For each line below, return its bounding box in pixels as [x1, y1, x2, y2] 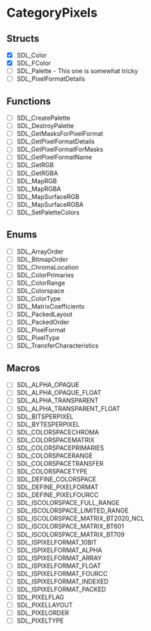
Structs [6, 33, 40, 45]
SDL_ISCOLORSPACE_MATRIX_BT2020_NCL [16, 514, 145, 523]
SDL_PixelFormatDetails [16, 75, 86, 83]
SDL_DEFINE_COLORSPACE [16, 475, 97, 483]
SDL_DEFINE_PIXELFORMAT [16, 483, 99, 492]
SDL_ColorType [16, 295, 61, 303]
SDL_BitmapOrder [16, 255, 69, 263]
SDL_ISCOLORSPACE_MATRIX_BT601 [16, 522, 125, 531]
